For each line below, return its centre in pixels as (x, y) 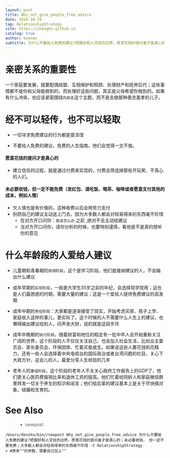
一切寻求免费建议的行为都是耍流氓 (48, 134)
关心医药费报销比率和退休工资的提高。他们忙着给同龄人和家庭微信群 (92, 377)
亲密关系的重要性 (41, 69)
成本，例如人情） (23, 195)
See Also (24, 411)
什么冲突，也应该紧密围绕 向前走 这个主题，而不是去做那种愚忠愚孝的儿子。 (86, 97)
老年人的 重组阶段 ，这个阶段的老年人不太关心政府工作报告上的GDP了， (84, 370)
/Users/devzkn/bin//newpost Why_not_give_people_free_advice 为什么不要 (81, 435)
